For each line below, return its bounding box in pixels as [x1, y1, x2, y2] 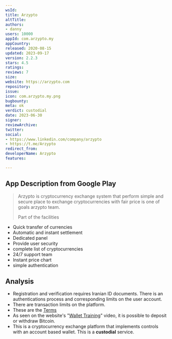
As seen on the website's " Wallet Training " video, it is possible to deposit [12, 312, 167, 319]
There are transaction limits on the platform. [12, 301, 105, 308]
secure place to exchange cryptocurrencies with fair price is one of [17, 199, 160, 205]
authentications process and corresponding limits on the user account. [12, 296, 162, 302]
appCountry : [5, 41, 31, 46]
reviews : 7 [5, 70, 29, 75]
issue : [5, 88, 19, 94]
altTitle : [5, 17, 27, 22]
